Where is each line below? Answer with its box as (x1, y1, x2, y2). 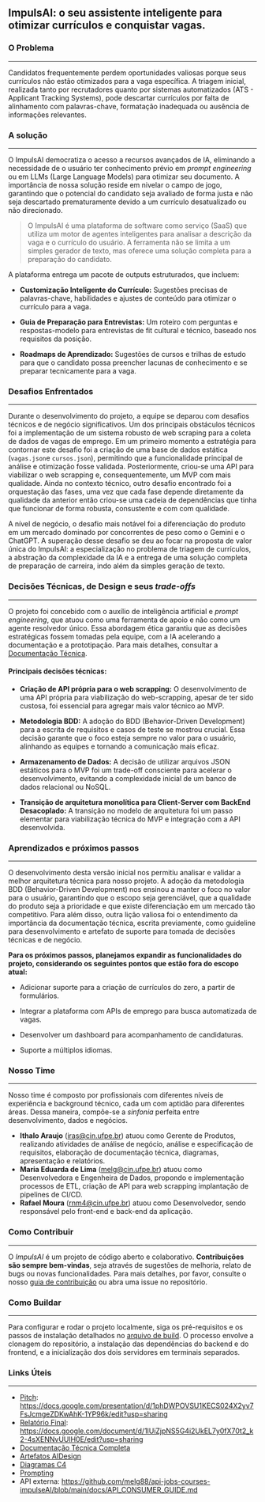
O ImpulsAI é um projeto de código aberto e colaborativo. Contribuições (8, 1252, 244, 1261)
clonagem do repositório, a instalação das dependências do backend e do (8, 1339, 249, 1348)
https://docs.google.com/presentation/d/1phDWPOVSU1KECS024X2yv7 (19, 1401, 254, 1411)
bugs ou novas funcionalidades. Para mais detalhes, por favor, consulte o (8, 1269, 247, 1278)
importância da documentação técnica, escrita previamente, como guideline (8, 918, 256, 928)
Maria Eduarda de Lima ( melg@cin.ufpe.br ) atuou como (19, 1165, 203, 1174)
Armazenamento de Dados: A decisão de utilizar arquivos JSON (19, 757, 230, 766)
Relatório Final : (19, 1418, 69, 1428)
